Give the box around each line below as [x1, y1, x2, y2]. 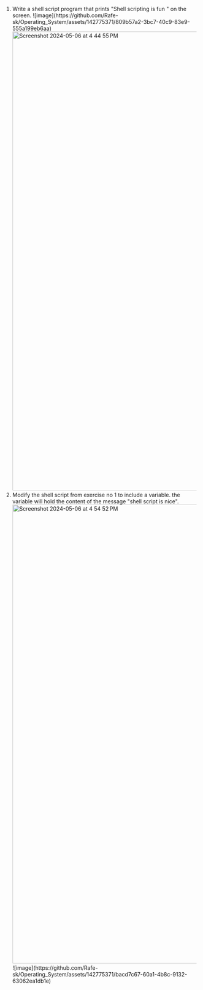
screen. [12, 12, 32, 19]
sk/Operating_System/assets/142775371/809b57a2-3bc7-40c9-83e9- [12, 18, 190, 25]
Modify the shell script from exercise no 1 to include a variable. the [12, 491, 180, 498]
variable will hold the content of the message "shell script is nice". [12, 498, 179, 505]
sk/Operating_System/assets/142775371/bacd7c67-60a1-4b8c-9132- [12, 971, 188, 978]
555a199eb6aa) [12, 25, 52, 32]
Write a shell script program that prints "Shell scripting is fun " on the [12, 6, 187, 12]
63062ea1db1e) [12, 977, 51, 984]
